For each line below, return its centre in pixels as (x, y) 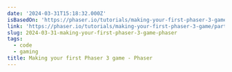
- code (23, 45)
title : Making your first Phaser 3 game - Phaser (80, 58)
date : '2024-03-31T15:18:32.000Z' (57, 13)
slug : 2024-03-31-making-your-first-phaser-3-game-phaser (92, 33)
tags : (15, 39)
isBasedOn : (23, 20)
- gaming (26, 52)
